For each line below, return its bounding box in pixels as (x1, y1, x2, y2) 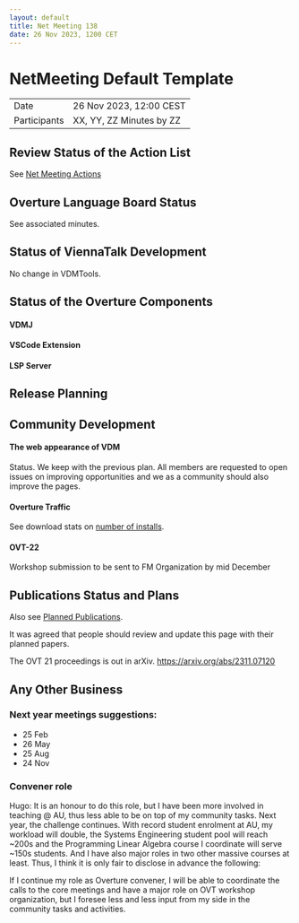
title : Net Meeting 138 (9, 22, 98, 30)
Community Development (9, 416, 156, 431)
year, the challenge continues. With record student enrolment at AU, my (9, 820, 273, 831)
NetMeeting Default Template (9, 68, 235, 89)
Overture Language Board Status (9, 195, 197, 210)
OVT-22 (9, 542, 40, 553)
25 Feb (21, 728, 49, 740)
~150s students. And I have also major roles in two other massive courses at (9, 849, 290, 859)
